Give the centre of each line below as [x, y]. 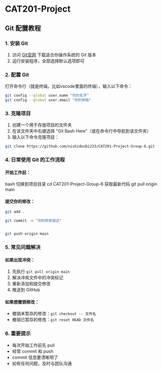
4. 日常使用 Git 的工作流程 [35, 160]
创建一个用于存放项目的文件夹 [42, 125]
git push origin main [27, 234]
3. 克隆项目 [18, 113]
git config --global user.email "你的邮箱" [48, 100]
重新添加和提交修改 [31, 284]
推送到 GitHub [26, 290]
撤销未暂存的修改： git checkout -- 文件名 [54, 313]
